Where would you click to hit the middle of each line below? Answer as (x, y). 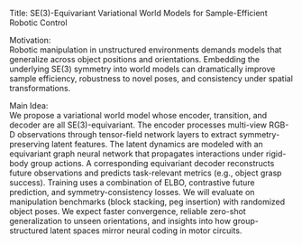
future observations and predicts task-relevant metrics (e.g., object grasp (146, 173)
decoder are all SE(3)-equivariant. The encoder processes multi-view (138, 125)
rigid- (276, 154)
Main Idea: (29, 106)
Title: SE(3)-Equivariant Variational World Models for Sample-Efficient (138, 13)
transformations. (40, 88)
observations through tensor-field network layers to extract (127, 134)
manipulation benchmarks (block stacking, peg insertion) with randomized (147, 202)
